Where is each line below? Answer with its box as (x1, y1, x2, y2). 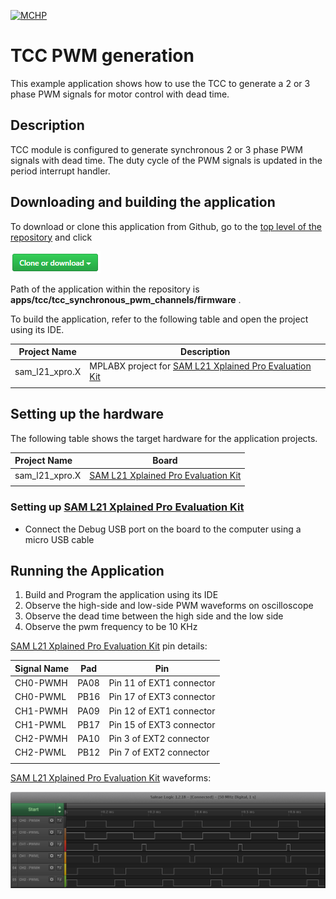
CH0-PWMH (14, 677, 68, 689)
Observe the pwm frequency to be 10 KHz (24, 621, 198, 633)
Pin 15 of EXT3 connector (108, 718, 216, 730)
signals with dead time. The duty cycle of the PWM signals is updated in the (10, 154, 323, 166)
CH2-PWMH (14, 733, 68, 745)
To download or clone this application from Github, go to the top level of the (10, 220, 322, 232)
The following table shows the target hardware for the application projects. (10, 432, 318, 444)
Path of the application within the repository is (10, 283, 200, 295)
